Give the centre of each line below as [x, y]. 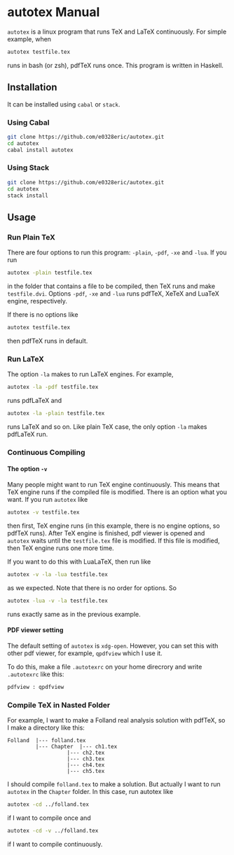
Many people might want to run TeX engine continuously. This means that [113, 485]
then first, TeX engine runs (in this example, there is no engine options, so [114, 526]
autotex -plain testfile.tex [50, 273]
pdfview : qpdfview [36, 687]
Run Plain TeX [32, 237]
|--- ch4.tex [86, 765]
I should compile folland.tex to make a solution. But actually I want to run [114, 784]
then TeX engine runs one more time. [61, 548]
